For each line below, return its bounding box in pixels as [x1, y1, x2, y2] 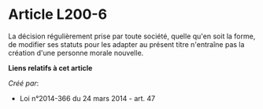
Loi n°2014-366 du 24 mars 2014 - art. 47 [19, 93, 156, 103]
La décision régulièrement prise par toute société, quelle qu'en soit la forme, [8, 31, 256, 41]
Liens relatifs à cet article [8, 63, 93, 72]
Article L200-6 [8, 5, 108, 24]
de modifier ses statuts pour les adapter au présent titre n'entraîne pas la [8, 39, 245, 49]
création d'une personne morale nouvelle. [8, 48, 144, 57]
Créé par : [8, 78, 39, 88]
